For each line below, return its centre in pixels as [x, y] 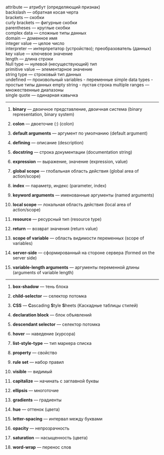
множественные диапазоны [35, 90]
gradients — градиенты [37, 400]
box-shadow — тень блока [40, 287]
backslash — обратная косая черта [42, 12]
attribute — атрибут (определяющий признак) [53, 7]
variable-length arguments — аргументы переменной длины [76, 267]
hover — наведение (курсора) [44, 334]
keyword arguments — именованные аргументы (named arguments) [83, 195]
